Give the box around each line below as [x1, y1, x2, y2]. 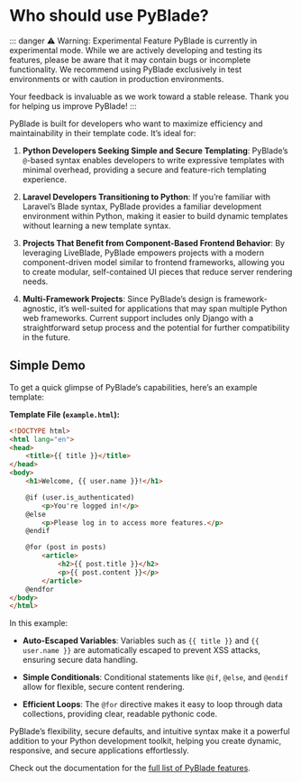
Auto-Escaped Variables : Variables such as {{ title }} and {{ [22, 635, 260, 646]
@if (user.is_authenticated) [25, 492, 135, 501]
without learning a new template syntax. [22, 220, 171, 231]
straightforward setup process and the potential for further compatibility [22, 322, 290, 333]
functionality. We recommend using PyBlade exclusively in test [9, 64, 242, 75]
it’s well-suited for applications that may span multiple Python [59, 303, 287, 314]
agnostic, [22, 303, 58, 314]
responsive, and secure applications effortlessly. [9, 745, 189, 756]
